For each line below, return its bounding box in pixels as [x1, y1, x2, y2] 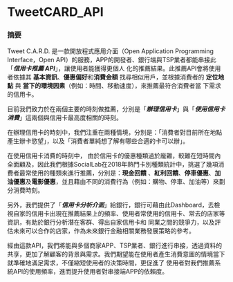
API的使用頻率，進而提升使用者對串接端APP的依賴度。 [12, 267, 168, 276]
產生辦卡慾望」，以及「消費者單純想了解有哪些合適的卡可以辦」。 [7, 137, 189, 145]
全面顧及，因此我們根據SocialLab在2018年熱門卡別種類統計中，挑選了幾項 [7, 160, 219, 169]
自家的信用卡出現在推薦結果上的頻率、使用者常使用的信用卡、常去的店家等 [12, 209, 225, 218]
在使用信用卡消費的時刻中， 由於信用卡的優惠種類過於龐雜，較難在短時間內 [7, 151, 221, 160]
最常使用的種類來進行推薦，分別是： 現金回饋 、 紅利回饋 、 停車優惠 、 [19, 169, 215, 177]
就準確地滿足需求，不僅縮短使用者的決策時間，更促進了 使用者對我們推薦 [7, 258, 215, 267]
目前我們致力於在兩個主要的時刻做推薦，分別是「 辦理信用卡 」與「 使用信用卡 [7, 105, 225, 113]
